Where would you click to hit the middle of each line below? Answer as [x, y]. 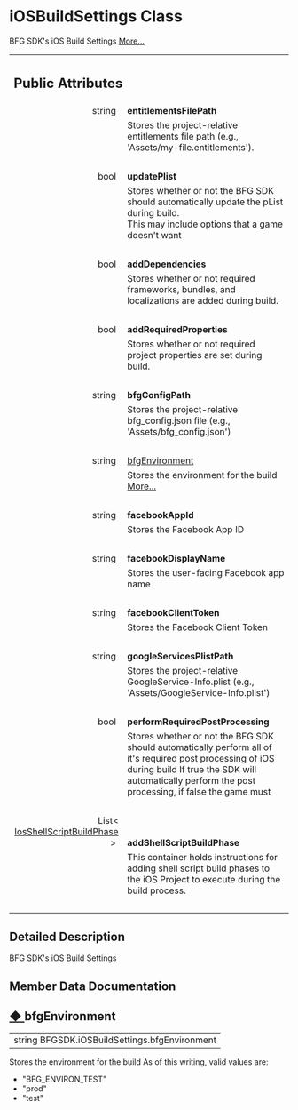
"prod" [34, 1089]
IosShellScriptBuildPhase [67, 832]
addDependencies [167, 264]
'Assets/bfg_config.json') [179, 432]
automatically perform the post [191, 781]
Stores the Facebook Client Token [198, 627]
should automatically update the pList [205, 202]
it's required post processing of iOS [201, 759]
